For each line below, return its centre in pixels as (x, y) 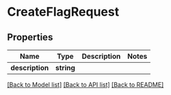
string (65, 68)
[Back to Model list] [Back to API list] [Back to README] (85, 85)
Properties (30, 37)
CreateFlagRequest (63, 12)
